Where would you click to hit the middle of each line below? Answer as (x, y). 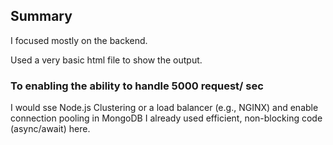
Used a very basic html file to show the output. (106, 60)
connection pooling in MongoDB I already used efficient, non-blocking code (166, 118)
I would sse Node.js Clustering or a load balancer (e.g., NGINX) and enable (164, 108)
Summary (41, 16)
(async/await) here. (50, 129)
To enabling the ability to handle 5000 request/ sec (137, 86)
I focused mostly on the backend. (79, 40)
